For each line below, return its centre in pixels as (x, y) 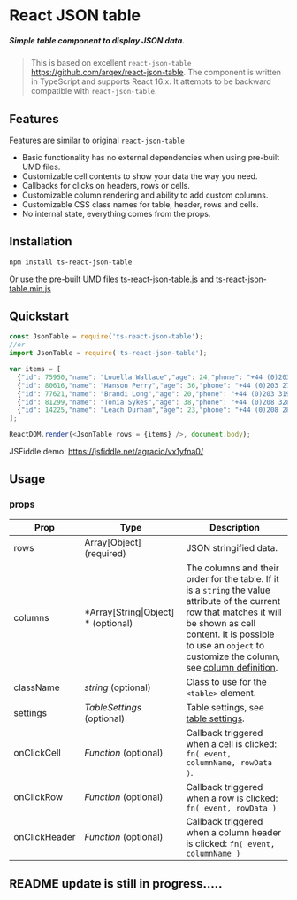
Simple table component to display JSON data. (97, 40)
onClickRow (38, 796)
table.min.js (30, 288)
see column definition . (232, 667)
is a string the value (228, 590)
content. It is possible (230, 634)
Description (235, 527)
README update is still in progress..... (116, 884)
